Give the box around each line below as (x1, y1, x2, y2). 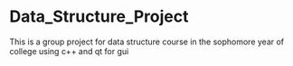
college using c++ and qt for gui (9, 45, 129, 56)
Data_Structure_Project (9, 6, 189, 27)
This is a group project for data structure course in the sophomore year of (9, 36, 285, 47)
